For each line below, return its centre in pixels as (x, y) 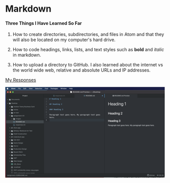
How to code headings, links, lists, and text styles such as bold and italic (88, 50)
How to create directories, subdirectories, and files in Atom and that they (88, 34)
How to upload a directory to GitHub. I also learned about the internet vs (88, 65)
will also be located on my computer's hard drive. (64, 40)
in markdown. (27, 55)
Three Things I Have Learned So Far (44, 23)
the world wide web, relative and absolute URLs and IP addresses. (81, 70)
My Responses (21, 80)
